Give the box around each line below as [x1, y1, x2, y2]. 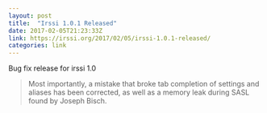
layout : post [8, 11, 52, 20]
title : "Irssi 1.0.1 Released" [8, 19, 117, 27]
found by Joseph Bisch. [27, 96, 107, 106]
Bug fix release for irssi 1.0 [8, 63, 97, 73]
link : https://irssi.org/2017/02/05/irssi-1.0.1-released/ [8, 34, 211, 42]
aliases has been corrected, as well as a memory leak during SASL [27, 87, 250, 97]
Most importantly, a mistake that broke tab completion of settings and [27, 79, 260, 89]
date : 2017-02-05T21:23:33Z [8, 26, 103, 34]
